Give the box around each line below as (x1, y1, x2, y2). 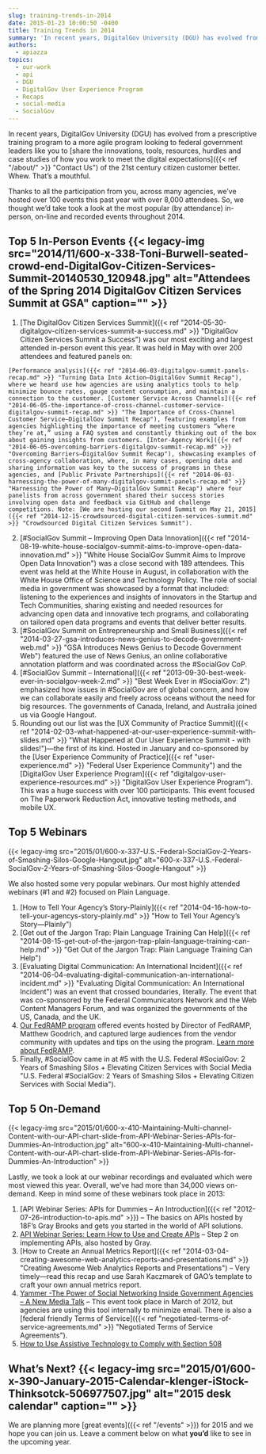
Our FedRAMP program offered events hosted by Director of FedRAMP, (19, 1020, 252, 1030)
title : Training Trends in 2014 (8, 26, 115, 34)
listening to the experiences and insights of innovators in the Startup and (19, 592, 257, 601)
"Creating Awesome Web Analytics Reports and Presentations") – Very (19, 1263, 251, 1273)
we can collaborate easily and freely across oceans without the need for (19, 693, 256, 702)
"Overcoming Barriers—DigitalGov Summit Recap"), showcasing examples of (8, 449, 257, 458)
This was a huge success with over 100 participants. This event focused (19, 785, 256, 795)
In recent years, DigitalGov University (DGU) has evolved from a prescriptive (8, 129, 257, 139)
